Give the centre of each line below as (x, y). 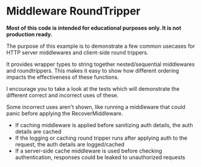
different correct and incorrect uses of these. (63, 95)
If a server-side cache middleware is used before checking (88, 151)
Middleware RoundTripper (74, 11)
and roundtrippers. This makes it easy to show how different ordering (93, 70)
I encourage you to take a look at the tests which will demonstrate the (93, 88)
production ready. (29, 34)
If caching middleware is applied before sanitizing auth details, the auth (104, 125)
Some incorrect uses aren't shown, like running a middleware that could (96, 106)
